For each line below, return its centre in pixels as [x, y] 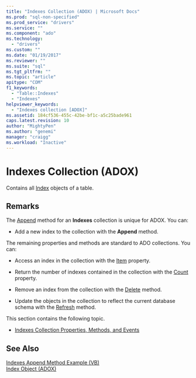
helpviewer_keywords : [32, 104]
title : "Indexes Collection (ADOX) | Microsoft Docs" [73, 11]
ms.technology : [25, 39]
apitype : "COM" [25, 83]
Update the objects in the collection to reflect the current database [95, 301]
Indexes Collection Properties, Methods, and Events [77, 330]
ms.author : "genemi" [31, 132]
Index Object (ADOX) [31, 369]
